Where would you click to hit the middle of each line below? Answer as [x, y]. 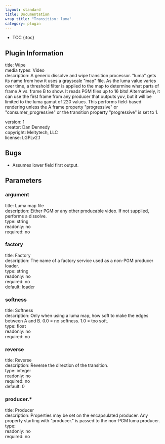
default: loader [20, 287]
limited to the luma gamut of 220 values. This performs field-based [73, 102]
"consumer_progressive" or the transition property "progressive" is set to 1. [82, 112]
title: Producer [20, 410]
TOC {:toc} [23, 38]
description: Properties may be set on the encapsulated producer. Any [77, 415]
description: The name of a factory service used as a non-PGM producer [79, 261]
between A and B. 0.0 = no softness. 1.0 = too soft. [57, 321]
